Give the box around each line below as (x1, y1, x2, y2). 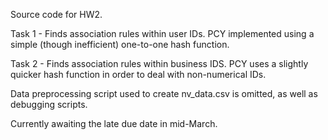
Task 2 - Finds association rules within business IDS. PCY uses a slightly (10, 58, 309, 69)
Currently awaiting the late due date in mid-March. (10, 118, 218, 129)
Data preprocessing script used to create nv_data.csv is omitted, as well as (10, 88, 318, 99)
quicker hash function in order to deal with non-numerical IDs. (10, 69, 267, 80)
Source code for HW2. (10, 9, 103, 20)
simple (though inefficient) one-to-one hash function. (10, 39, 230, 50)
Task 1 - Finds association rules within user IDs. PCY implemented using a (10, 28, 315, 39)
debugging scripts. (10, 99, 88, 110)
